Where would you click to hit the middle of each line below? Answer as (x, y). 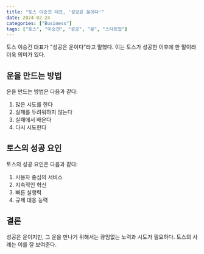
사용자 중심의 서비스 (39, 177)
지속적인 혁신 (31, 185)
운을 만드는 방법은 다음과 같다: (42, 91)
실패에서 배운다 (33, 120)
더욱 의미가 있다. (26, 55)
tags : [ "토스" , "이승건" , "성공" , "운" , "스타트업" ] (67, 29)
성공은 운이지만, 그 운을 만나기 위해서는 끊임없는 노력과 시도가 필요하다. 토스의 (99, 237)
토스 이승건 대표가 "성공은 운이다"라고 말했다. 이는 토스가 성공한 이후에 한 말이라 (101, 47)
